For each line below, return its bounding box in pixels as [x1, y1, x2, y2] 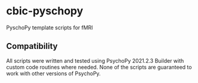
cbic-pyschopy [6, 4, 83, 18]
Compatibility [6, 41, 58, 51]
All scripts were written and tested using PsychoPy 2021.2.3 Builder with [6, 57, 184, 64]
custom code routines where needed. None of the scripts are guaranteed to [6, 63, 192, 70]
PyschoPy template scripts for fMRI [6, 24, 94, 31]
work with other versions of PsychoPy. [6, 70, 101, 77]
